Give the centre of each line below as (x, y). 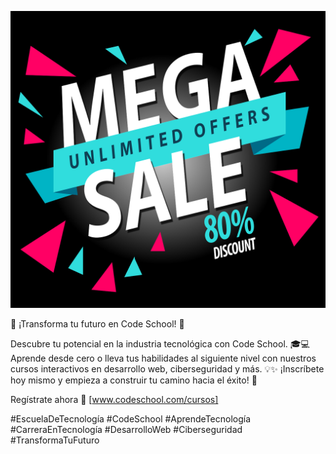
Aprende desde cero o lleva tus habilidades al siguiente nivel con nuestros (163, 358)
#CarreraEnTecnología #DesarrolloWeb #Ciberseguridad (126, 430)
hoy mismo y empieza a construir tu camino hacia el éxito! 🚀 (134, 380)
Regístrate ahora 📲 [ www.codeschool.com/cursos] (114, 400)
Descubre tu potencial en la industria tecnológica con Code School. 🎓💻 (160, 344)
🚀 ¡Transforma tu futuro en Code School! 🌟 (97, 324)
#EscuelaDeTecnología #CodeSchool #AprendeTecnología (131, 419)
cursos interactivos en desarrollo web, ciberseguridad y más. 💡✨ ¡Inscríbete (167, 369)
